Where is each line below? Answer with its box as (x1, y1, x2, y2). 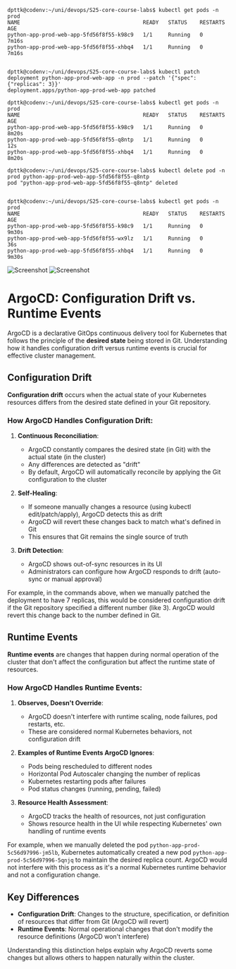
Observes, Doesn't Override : (17, 699, 104, 707)
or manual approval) (44, 575, 102, 583)
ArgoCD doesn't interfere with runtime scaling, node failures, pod (27, 712, 218, 721)
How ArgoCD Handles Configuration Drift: (7, 415, 154, 425)
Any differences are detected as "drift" (27, 461, 141, 469)
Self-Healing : (17, 489, 58, 497)
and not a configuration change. (7, 871, 101, 879)
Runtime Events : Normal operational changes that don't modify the (17, 925, 213, 933)
